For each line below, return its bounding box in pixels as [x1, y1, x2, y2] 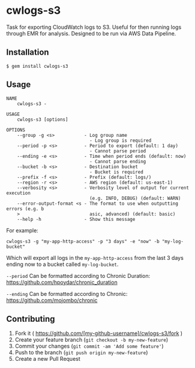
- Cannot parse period [89, 148, 146, 154]
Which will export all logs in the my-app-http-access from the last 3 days [6, 254, 184, 261]
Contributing [6, 313, 55, 324]
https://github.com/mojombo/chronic [6, 297, 98, 304]
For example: [6, 226, 39, 234]
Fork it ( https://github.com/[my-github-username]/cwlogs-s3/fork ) [14, 330, 183, 337]
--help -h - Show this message [17, 216, 136, 222]
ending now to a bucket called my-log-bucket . [6, 261, 119, 268]
